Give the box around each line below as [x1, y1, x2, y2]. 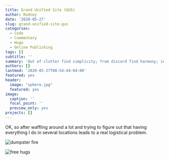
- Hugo [10, 40, 24, 45]
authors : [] [5, 63, 30, 68]
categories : [5, 26, 30, 31]
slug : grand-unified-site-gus [5, 21, 69, 27]
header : [5, 77, 22, 83]
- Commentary [10, 36, 37, 41]
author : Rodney [5, 12, 37, 17]
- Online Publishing [10, 45, 53, 50]
